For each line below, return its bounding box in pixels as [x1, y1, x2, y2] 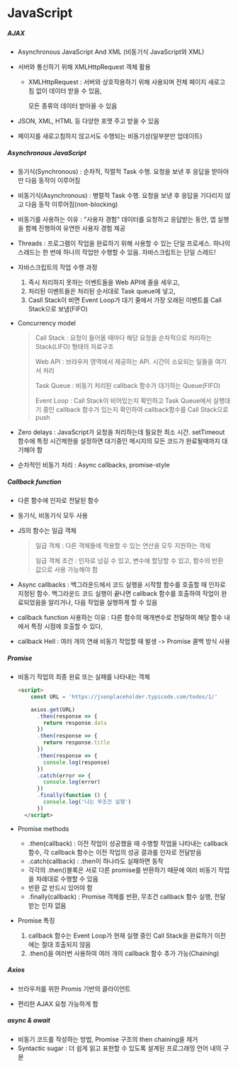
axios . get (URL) [30, 706, 76, 713]
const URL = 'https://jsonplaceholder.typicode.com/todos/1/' [30, 693, 218, 700]
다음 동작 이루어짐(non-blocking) [25, 200, 118, 208]
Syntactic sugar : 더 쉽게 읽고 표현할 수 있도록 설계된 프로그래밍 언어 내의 [17, 1044, 222, 1052]
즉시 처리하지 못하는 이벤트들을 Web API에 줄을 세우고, [28, 278, 180, 287]
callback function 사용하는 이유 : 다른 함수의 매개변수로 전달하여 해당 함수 [17, 613, 223, 622]
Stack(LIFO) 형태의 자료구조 [35, 343, 114, 351]
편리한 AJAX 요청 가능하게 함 [17, 999, 98, 1008]
